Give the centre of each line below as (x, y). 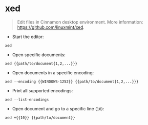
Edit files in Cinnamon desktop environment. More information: (80, 22)
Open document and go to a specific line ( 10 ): (58, 108)
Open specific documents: (39, 55)
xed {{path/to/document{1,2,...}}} (41, 63)
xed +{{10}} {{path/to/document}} (40, 118)
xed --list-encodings (27, 100)
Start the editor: (28, 37)
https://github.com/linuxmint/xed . (51, 27)
